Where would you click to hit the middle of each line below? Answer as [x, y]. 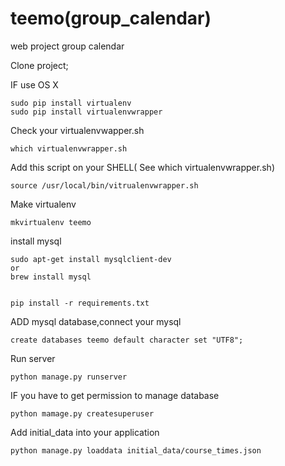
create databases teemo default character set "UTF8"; [127, 340]
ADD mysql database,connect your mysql [96, 321]
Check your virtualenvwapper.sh [77, 130]
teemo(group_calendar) [111, 18]
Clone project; [39, 65]
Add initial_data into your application [85, 432]
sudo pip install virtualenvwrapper [86, 112]
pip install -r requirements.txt [80, 303]
